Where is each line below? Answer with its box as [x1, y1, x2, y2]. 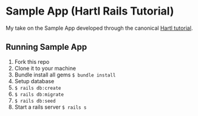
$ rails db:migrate [14, 91, 64, 98]
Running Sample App [5, 42, 87, 52]
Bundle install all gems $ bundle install [14, 71, 116, 78]
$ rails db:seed [14, 98, 56, 104]
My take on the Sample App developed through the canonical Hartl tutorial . [5, 24, 193, 32]
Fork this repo [14, 58, 50, 65]
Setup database [14, 77, 55, 84]
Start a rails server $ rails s [14, 103, 87, 111]
